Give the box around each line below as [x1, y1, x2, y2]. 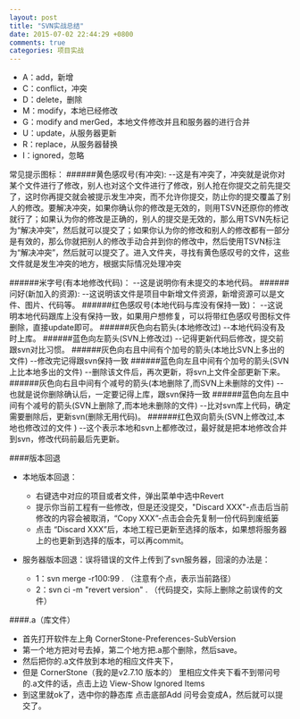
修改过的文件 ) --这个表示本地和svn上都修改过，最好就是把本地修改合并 [24, 422, 287, 433]
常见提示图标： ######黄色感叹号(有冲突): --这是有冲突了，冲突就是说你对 [9, 169, 286, 180]
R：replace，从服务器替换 [21, 139, 118, 150]
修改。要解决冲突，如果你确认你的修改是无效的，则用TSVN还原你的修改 [24, 203, 289, 213]
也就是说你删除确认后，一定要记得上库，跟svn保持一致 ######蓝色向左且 [9, 389, 281, 400]
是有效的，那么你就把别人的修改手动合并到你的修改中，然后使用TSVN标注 [9, 236, 281, 247]
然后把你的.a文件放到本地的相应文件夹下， [21, 656, 179, 666]
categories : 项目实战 [9, 46, 85, 55]
